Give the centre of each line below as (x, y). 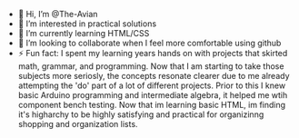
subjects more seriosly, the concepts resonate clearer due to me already (154, 76)
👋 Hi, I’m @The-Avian (58, 14)
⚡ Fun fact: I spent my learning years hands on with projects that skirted (153, 53)
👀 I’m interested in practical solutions (87, 24)
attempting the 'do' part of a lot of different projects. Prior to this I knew (152, 85)
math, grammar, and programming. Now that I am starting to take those (151, 66)
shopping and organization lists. (78, 124)
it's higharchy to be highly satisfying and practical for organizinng (141, 114)
